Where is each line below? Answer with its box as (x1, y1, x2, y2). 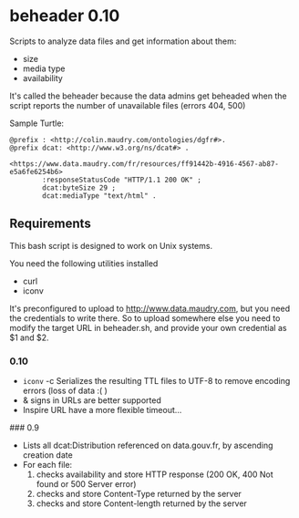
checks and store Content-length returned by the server (36, 498, 248, 509)
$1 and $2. (9, 332, 49, 343)
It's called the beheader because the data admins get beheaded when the (9, 90, 287, 101)
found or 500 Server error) (36, 479, 137, 490)
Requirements (9, 216, 91, 232)
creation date (22, 450, 73, 461)
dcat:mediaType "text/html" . (42, 191, 157, 201)
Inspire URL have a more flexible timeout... (22, 405, 182, 416)
